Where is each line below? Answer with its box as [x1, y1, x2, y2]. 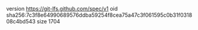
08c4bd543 [6, 18, 36, 25]
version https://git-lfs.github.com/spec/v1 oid [6, 5, 118, 12]
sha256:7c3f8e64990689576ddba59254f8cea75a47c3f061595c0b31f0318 [6, 11, 193, 19]
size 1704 [37, 18, 61, 25]
